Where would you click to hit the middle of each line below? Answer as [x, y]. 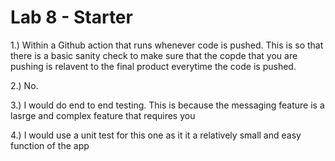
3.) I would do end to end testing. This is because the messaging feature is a [167, 105]
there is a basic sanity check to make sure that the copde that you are [154, 55]
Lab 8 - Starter [71, 17]
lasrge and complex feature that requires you [103, 115]
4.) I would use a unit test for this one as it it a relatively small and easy [156, 135]
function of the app [50, 145]
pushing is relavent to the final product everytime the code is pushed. [153, 66]
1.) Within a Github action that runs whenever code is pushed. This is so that [167, 45]
